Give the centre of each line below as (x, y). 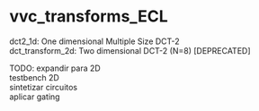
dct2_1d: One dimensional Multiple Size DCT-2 (94, 41)
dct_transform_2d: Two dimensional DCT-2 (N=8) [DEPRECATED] (130, 50)
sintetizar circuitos (44, 87)
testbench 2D (35, 77)
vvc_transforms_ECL (89, 17)
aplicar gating (35, 97)
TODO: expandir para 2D (55, 68)
